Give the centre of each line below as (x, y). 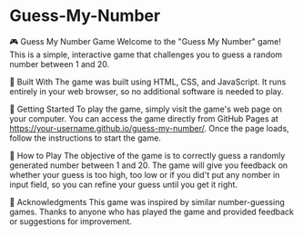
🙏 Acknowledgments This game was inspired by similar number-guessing (147, 202)
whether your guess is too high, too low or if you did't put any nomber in (145, 174)
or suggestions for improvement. (71, 221)
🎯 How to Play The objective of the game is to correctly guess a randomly (147, 155)
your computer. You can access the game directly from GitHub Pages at (144, 118)
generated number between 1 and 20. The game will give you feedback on (149, 165)
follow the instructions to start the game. (86, 138)
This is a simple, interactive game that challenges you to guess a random (146, 54)
